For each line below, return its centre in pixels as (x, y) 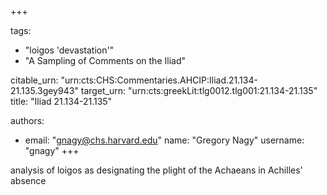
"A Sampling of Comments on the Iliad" (105, 60)
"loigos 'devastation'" (69, 50)
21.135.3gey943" (44, 90)
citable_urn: (34, 80)
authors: (27, 120)
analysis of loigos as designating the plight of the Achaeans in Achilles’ (156, 170)
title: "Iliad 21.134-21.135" (61, 101)
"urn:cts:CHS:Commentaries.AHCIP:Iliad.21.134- (159, 80)
